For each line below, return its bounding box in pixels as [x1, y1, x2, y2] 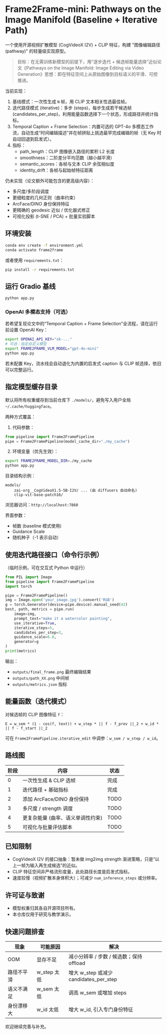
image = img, [14, 612, 37, 617]
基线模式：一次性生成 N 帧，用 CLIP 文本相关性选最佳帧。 [12, 98, 130, 104]
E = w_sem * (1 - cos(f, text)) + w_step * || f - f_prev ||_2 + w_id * [5, 721, 159, 726]
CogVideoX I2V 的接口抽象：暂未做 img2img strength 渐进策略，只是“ [12, 856, 156, 862]
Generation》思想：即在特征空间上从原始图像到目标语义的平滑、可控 [17, 71, 158, 77]
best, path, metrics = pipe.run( [5, 607, 75, 612]
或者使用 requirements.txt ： [5, 257, 64, 263]
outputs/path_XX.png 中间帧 [12, 675, 70, 681]
